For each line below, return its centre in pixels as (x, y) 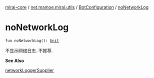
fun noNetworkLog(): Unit (32, 40)
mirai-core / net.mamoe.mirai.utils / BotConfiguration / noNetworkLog (77, 7)
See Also (14, 60)
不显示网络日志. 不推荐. (29, 50)
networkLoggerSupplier (29, 70)
